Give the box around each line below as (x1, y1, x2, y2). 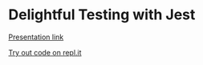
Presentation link (8, 32, 64, 42)
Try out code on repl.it (8, 47, 82, 57)
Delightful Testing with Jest (8, 6, 196, 24)
